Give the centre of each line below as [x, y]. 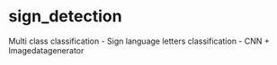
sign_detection [65, 16]
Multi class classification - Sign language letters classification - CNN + [139, 41]
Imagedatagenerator [46, 50]
